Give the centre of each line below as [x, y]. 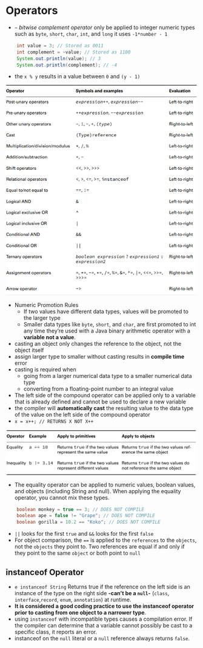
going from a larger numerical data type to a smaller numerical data [108, 376]
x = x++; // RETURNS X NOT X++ [54, 421]
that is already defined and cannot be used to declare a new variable [100, 402]
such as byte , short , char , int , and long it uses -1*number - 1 [91, 33]
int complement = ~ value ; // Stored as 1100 [74, 52]
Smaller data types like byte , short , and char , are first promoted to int [110, 324]
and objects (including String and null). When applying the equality [98, 491]
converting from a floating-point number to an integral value [98, 388]
